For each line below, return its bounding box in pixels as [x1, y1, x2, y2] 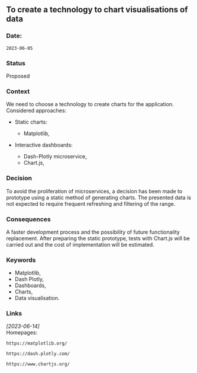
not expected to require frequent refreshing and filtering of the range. [6, 200, 176, 207]
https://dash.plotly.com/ [6, 351, 70, 357]
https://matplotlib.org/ [6, 340, 67, 346]
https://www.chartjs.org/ [6, 361, 70, 367]
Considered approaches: [6, 107, 67, 114]
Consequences [6, 215, 51, 223]
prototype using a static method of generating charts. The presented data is [6, 194, 191, 201]
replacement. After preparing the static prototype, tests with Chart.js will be [6, 234, 190, 242]
